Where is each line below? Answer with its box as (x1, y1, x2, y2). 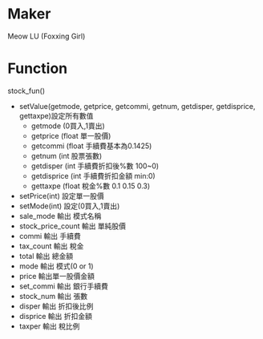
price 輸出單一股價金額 (18, 271, 95, 280)
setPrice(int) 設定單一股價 (18, 191, 105, 200)
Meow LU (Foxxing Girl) (7, 31, 86, 41)
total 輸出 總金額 (18, 251, 74, 260)
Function (7, 59, 68, 78)
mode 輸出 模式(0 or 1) (18, 261, 94, 271)
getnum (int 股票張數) (30, 151, 103, 160)
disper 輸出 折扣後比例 (18, 301, 94, 311)
